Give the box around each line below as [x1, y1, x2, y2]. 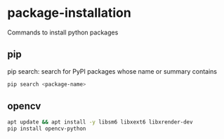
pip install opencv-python [7, 125, 86, 133]
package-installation [7, 5, 131, 21]
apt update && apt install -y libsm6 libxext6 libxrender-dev [7, 119, 193, 126]
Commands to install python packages [7, 28, 119, 37]
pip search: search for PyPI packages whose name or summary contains [7, 67, 218, 75]
